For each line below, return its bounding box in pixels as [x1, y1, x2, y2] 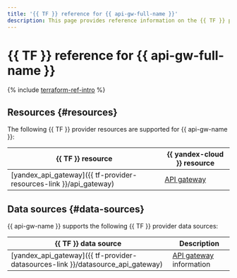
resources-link [11, 179, 61, 189]
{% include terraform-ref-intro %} [7, 86, 106, 94]
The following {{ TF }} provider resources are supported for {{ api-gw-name [7, 125, 228, 134]
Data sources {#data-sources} [7, 203, 145, 215]
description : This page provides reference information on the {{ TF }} [7, 17, 226, 24]
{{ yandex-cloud [166, 149, 224, 159]
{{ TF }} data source [54, 238, 122, 248]
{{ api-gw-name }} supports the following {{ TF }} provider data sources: [7, 222, 219, 231]
